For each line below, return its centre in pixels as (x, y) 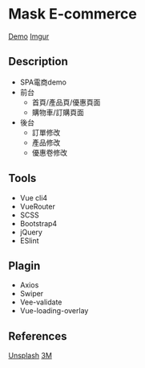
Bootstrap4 (38, 223)
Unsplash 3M (30, 356)
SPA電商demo (43, 82)
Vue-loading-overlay (54, 311)
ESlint (29, 240)
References (38, 336)
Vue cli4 (34, 197)
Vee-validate (41, 302)
